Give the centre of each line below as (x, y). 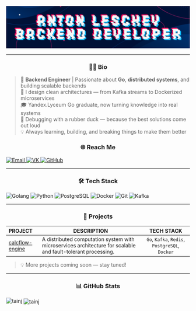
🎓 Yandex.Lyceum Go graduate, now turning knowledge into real (99, 105)
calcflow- (20, 242)
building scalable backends (53, 86)
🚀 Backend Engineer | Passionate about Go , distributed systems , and (105, 80)
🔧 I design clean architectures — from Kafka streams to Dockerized (101, 92)
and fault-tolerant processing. (78, 252)
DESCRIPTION (91, 230)
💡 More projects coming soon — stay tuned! (73, 264)
